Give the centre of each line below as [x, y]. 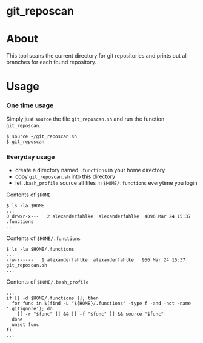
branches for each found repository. [52, 62]
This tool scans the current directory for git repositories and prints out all [97, 56]
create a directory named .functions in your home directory [90, 170]
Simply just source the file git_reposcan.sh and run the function [85, 119]
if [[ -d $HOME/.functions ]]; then [52, 298]
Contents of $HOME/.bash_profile [48, 281]
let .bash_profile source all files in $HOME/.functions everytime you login [106, 182]
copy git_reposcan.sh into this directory [65, 176]
